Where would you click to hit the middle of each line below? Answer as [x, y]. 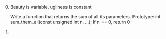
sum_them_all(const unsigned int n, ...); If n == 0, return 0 [70, 22]
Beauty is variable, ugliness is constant [51, 7]
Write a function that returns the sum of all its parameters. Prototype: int [85, 17]
